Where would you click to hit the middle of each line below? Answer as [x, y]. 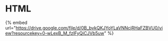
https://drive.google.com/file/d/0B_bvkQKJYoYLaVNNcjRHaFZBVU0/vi [89, 27]
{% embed [16, 22]
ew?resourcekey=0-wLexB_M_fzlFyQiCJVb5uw [55, 33]
